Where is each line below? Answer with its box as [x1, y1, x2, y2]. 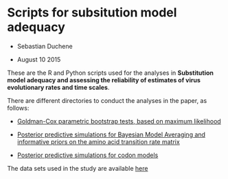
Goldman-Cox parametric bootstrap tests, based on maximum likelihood [16, 117, 221, 125]
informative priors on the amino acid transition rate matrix [16, 137, 180, 145]
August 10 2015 [16, 55, 61, 63]
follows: [7, 104, 30, 112]
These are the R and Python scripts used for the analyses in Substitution [7, 69, 214, 77]
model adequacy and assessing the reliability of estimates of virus [7, 75, 201, 84]
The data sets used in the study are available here [7, 164, 148, 172]
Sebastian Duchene [16, 42, 73, 50]
